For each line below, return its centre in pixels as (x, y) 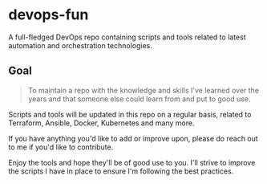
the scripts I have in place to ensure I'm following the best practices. (121, 171)
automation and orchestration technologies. (80, 45)
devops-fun (49, 15)
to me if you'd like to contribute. (61, 147)
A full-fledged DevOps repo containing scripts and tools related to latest (127, 37)
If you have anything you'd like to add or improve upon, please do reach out (133, 138)
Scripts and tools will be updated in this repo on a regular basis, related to (130, 114)
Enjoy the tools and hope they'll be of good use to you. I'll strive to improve (132, 162)
